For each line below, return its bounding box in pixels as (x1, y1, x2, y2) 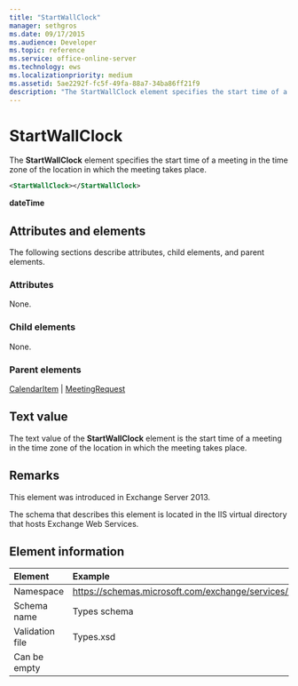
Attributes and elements (9, 223, 146, 238)
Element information (9, 544, 125, 560)
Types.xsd (72, 631, 116, 643)
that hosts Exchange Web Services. (9, 518, 139, 529)
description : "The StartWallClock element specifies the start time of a (9, 87, 288, 96)
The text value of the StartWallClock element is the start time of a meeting (9, 433, 282, 443)
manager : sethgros (9, 21, 77, 30)
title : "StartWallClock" (9, 12, 101, 22)
